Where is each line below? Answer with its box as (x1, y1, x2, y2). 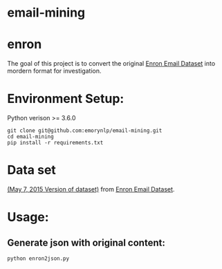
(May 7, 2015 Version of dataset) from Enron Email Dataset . (7, 185, 175, 193)
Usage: (7, 210, 50, 225)
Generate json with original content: (7, 236, 166, 248)
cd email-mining (7, 133, 54, 140)
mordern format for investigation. (7, 67, 102, 75)
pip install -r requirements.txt (7, 140, 104, 147)
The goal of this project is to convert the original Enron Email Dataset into (7, 59, 216, 68)
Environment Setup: (7, 91, 124, 106)
